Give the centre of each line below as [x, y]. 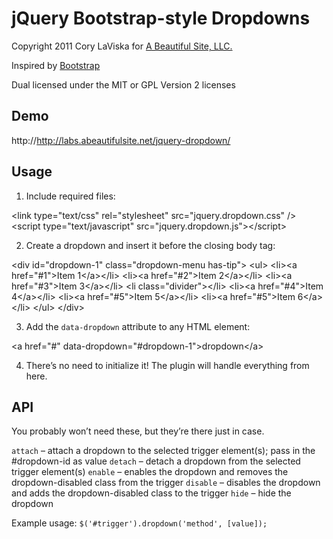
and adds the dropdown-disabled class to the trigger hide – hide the [151, 493]
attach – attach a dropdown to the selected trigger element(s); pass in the [163, 451]
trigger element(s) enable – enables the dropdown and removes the [150, 472]
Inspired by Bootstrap [56, 65]
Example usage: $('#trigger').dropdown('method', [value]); [139, 523]
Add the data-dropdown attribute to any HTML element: [138, 326]
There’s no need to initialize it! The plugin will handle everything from [167, 365]
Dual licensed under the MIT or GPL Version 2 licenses [123, 84]
